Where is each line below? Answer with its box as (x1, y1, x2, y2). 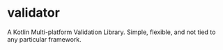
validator (7, 5, 61, 21)
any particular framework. (7, 35, 82, 43)
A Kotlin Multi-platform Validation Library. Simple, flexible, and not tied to (7, 28, 216, 36)
